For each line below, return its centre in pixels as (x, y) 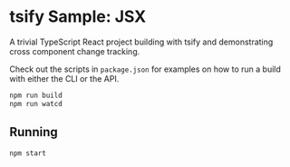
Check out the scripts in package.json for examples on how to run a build (145, 69)
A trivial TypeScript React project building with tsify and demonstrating (141, 42)
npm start (28, 153)
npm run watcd (36, 103)
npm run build (36, 95)
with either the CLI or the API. (64, 78)
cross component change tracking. (75, 51)
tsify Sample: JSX (78, 17)
